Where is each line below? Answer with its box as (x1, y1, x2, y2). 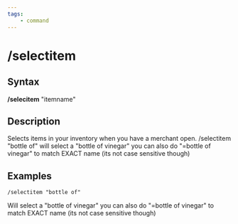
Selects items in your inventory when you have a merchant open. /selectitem (7, 134, 232, 143)
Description (7, 115, 60, 127)
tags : (7, 10, 23, 18)
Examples (7, 170, 52, 182)
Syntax (7, 76, 40, 88)
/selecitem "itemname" (7, 95, 76, 103)
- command (20, 17, 50, 24)
